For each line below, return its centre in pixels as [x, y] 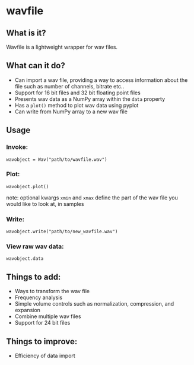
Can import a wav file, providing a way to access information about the [101, 80]
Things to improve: [42, 342]
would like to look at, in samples [45, 204]
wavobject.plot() [28, 186]
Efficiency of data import [45, 356]
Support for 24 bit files [42, 323]
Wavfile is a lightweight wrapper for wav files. [62, 47]
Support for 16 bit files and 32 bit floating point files [77, 93]
